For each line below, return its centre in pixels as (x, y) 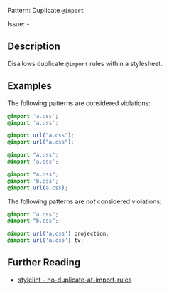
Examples (29, 86)
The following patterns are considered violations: (79, 103)
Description (34, 47)
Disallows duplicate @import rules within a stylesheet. (85, 63)
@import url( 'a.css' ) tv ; (45, 240)
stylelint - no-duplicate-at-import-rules (75, 280)
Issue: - (18, 24)
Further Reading (44, 263)
